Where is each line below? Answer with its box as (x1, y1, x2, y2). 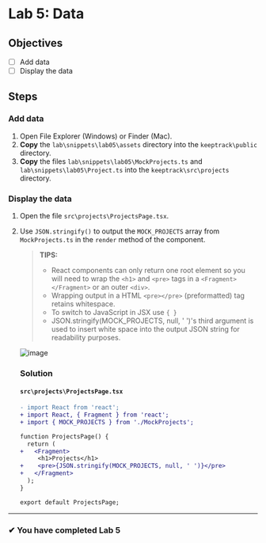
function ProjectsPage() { (19, 432, 109, 440)
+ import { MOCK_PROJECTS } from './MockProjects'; (19, 418, 194, 426)
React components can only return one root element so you (51, 266, 245, 275)
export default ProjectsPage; (19, 498, 120, 507)
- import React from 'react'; (19, 404, 120, 412)
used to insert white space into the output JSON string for (51, 325, 240, 334)
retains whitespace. (51, 299, 116, 309)
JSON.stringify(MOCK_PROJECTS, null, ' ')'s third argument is (51, 316, 254, 325)
